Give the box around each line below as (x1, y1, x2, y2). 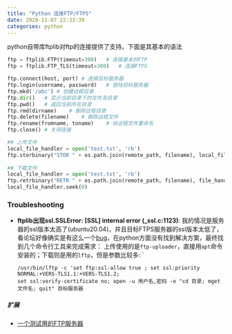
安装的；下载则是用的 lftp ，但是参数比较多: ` (17, 251, 144, 259)
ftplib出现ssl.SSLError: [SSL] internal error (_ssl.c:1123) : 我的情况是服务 (17, 216, 224, 225)
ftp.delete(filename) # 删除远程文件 (7, 114, 119, 121)
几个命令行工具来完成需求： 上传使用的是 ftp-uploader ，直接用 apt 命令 (23, 242, 223, 251)
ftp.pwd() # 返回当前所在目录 (7, 101, 92, 107)
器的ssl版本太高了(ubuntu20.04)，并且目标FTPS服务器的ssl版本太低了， (17, 225, 223, 233)
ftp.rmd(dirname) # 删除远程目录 (7, 107, 106, 114)
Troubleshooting (7, 200, 64, 209)
